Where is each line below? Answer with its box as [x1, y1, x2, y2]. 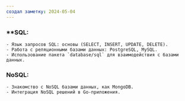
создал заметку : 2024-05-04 [6, 8, 76, 15]
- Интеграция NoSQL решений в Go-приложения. [6, 89, 120, 95]
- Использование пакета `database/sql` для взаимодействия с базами [6, 51, 179, 58]
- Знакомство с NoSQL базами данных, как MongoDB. [6, 84, 134, 90]
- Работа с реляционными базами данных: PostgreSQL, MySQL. [6, 47, 158, 53]
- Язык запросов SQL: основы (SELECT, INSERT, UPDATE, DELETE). [6, 41, 168, 47]
